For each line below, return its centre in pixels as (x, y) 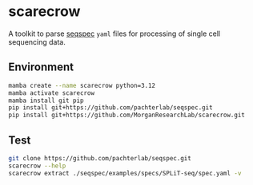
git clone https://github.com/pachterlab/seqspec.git (100, 158)
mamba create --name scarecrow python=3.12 (82, 85)
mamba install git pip (46, 100)
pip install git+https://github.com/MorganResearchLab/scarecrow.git (127, 115)
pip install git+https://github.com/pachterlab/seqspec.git (111, 108)
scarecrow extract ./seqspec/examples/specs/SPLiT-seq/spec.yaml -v (125, 173)
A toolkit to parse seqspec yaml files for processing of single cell (114, 33)
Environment (41, 67)
